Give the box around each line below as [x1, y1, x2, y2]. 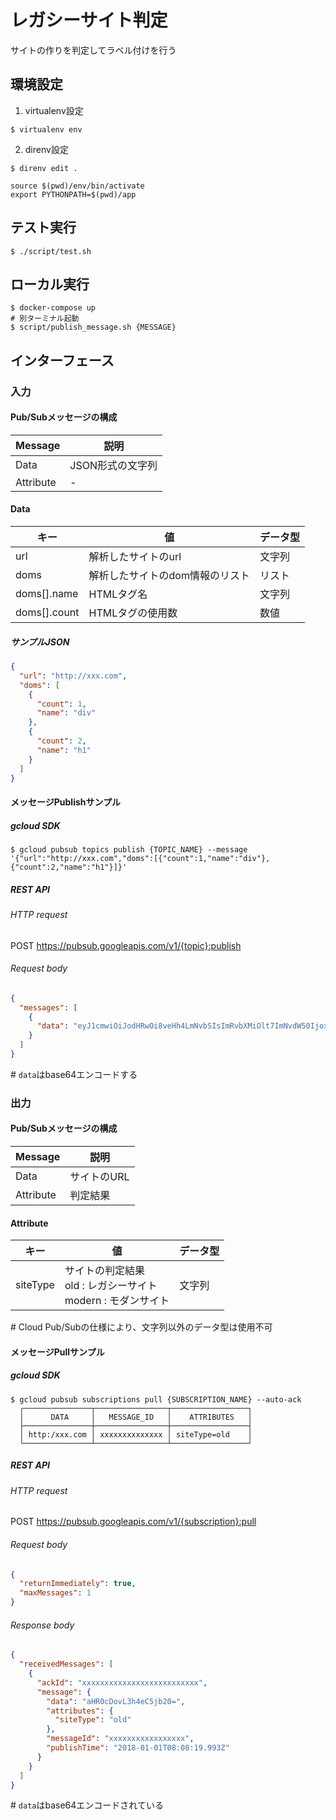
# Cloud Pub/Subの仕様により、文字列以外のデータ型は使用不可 [10, 1321, 273, 1333]
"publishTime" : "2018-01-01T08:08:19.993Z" [46, 1743, 230, 1753]
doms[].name [15, 587, 79, 601]
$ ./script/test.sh [10, 246, 92, 256]
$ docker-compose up [10, 303, 97, 313]
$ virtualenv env [10, 124, 83, 135]
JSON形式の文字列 [69, 458, 158, 472]
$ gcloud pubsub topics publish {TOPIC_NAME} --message [10, 845, 248, 855]
